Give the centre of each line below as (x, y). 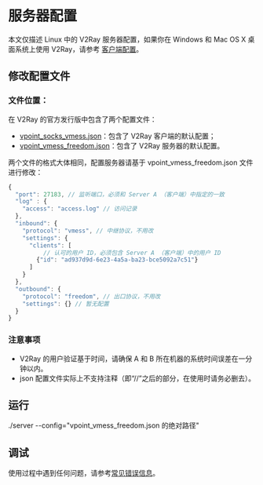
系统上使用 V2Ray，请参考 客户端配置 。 (79, 49)
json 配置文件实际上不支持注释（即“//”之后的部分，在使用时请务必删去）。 (137, 378)
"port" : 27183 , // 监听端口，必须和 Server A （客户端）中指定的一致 (120, 194)
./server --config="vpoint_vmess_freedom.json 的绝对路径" (104, 425)
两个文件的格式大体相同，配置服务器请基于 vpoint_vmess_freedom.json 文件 (131, 162)
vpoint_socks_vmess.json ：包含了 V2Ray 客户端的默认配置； (117, 136)
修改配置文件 (39, 77)
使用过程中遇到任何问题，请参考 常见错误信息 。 (84, 473)
